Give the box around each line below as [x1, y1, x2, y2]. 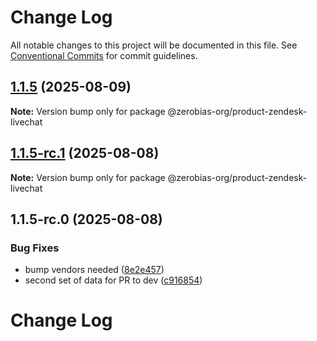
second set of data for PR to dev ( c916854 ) [24, 274, 203, 286]
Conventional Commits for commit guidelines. [10, 49, 198, 61]
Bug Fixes [10, 241, 60, 255]
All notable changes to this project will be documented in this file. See [10, 39, 298, 51]
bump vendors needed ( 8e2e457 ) [24, 264, 165, 276]
